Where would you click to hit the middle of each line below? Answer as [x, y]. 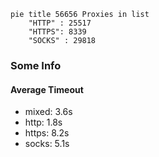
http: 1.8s [43, 122]
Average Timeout [47, 89]
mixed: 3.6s [48, 112]
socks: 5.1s [47, 144]
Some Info [36, 65]
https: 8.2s [47, 133]
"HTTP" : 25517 [60, 23]
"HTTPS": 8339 [57, 32]
